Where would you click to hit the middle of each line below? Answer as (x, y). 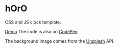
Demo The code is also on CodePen (41, 31)
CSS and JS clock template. (33, 22)
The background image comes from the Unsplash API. (60, 41)
